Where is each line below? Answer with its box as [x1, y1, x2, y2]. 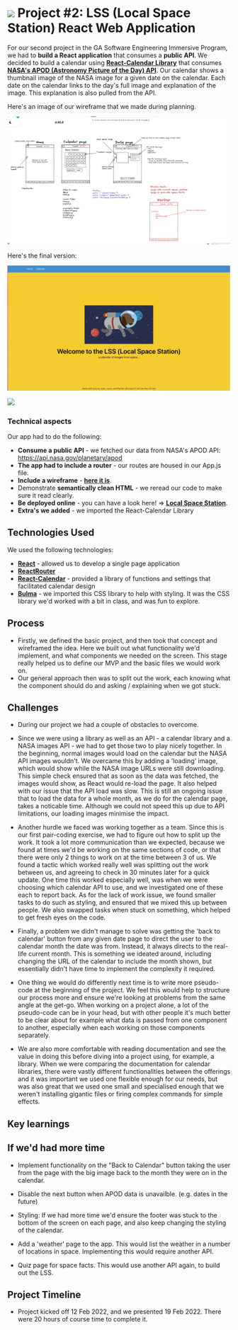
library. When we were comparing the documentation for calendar [17, 1060, 210, 1068]
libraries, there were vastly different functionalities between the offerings [17, 1067, 231, 1076]
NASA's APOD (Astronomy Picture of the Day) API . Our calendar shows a [7, 66, 225, 74]
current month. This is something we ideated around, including [28, 950, 212, 958]
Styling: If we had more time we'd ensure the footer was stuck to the [17, 1210, 217, 1219]
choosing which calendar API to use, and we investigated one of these [17, 883, 224, 892]
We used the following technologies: [7, 545, 114, 554]
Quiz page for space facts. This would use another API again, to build [17, 1261, 220, 1269]
